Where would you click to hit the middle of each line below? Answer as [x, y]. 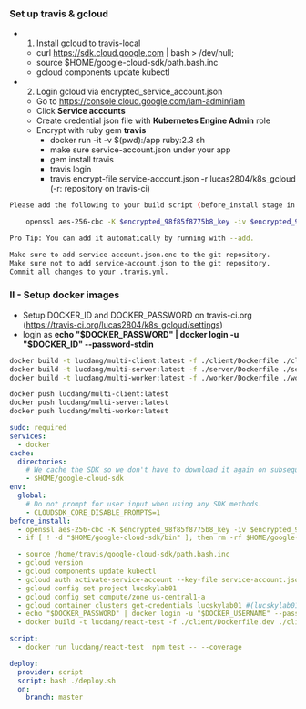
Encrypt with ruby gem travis [91, 130]
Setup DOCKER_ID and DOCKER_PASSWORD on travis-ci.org [137, 315]
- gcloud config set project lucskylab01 [97, 588]
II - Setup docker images [65, 295]
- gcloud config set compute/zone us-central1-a [112, 597]
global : [32, 495]
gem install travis [82, 160]
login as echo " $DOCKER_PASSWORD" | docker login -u [131, 334]
